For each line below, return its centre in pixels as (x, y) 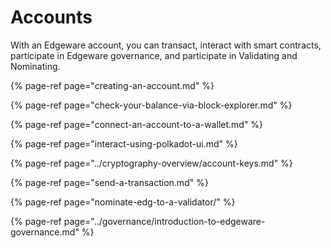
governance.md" (45, 232)
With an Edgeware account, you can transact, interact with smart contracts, (166, 45)
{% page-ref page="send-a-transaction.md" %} (109, 182)
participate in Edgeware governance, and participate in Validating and (154, 55)
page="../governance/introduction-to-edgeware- (164, 221)
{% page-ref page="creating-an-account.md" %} (112, 85)
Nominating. (35, 66)
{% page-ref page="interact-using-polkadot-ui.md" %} (124, 143)
